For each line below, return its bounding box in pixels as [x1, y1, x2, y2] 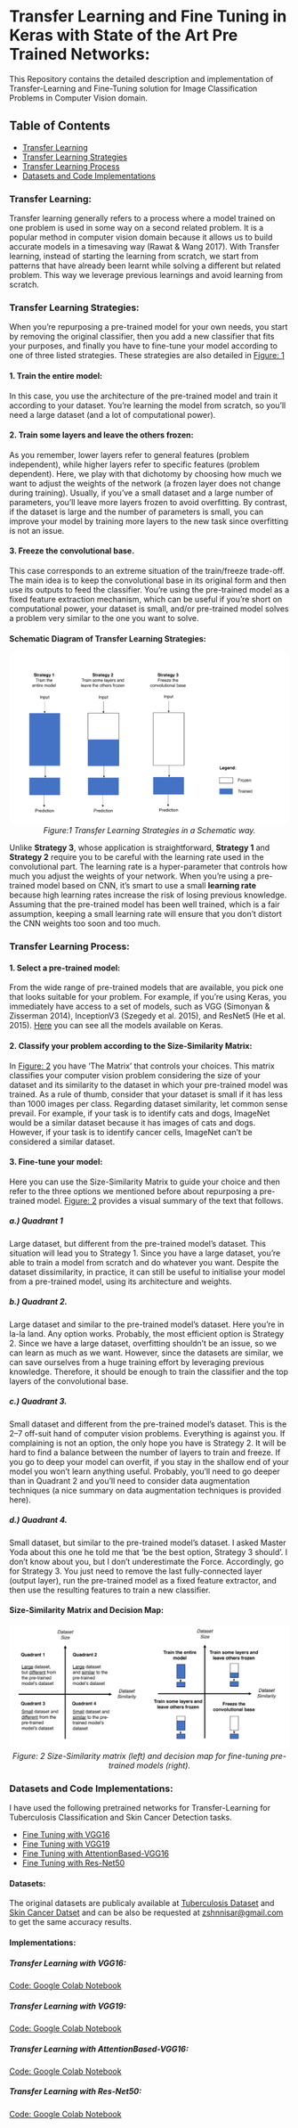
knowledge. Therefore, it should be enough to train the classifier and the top [9, 1366, 289, 1377]
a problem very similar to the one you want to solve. [9, 612, 199, 623]
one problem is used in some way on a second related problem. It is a [9, 223, 264, 233]
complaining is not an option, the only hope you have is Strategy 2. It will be [9, 1437, 286, 1448]
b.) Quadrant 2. [9, 1297, 68, 1307]
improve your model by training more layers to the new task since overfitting [9, 515, 289, 527]
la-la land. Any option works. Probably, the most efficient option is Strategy [9, 1328, 285, 1338]
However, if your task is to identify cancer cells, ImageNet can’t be [9, 1126, 254, 1137]
